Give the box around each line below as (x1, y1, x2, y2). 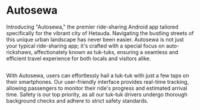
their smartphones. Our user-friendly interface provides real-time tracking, (6, 78, 189, 86)
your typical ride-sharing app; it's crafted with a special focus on (6, 42, 165, 49)
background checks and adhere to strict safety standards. (6, 98, 149, 105)
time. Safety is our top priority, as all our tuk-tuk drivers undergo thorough (6, 91, 187, 98)
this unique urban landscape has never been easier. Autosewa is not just (6, 36, 185, 43)
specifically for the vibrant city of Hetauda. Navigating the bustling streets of (6, 29, 194, 36)
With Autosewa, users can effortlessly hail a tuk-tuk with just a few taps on (6, 72, 189, 79)
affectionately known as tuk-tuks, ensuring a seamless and (33, 48, 179, 55)
